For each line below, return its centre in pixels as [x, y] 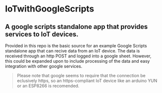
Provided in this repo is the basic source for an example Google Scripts [76, 46]
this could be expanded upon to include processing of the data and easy [78, 61]
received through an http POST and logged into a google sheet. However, [78, 56]
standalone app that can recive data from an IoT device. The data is [73, 51]
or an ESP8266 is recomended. [48, 86]
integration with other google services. [44, 66]
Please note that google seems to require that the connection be [81, 75]
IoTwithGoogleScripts [50, 9]
